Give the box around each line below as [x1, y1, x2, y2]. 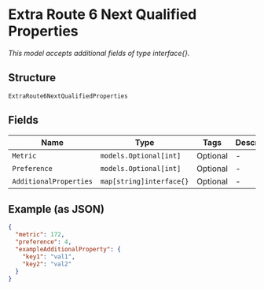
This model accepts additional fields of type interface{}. [8, 48, 190, 58]
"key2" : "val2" [22, 260, 72, 268]
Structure [8, 71, 57, 84]
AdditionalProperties [12, 177, 93, 186]
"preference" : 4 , [15, 238, 72, 246]
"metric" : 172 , [15, 231, 65, 239]
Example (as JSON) [8, 203, 104, 216]
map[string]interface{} [100, 177, 189, 186]
